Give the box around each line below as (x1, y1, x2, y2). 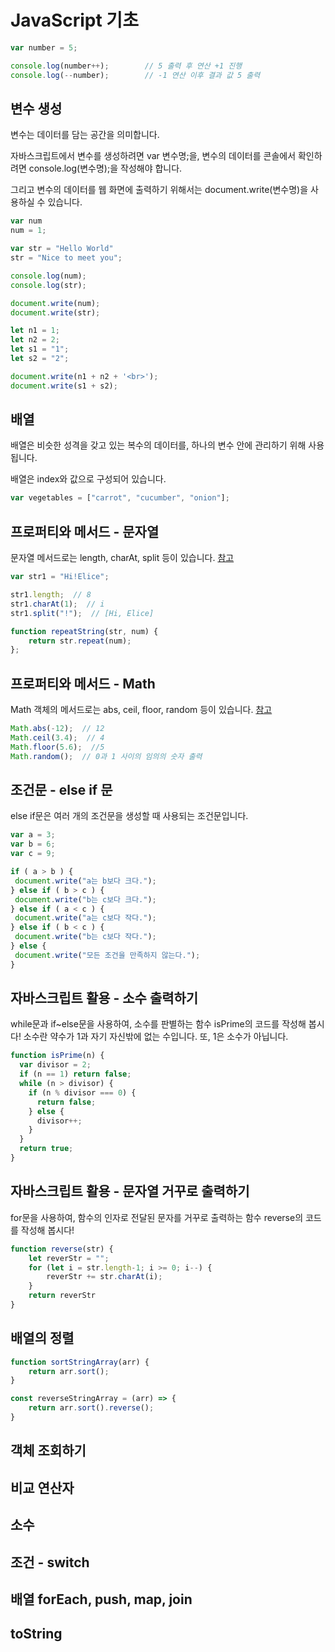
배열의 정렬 (10, 1330, 75, 1347)
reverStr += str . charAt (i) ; (46, 1272, 163, 1282)
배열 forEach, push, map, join (10, 1591, 193, 1608)
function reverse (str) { (10, 1244, 114, 1254)
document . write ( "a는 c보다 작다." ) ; (14, 913, 157, 923)
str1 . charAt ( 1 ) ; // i (10, 599, 105, 609)
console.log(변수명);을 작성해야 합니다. (28, 162, 183, 175)
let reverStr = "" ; (28, 1253, 110, 1263)
